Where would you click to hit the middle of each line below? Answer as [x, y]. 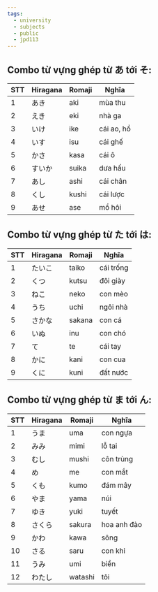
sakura [80, 524]
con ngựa [117, 433]
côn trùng [117, 459]
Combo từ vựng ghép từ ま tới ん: [79, 400]
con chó [113, 333]
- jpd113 [26, 40]
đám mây [117, 485]
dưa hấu [112, 168]
